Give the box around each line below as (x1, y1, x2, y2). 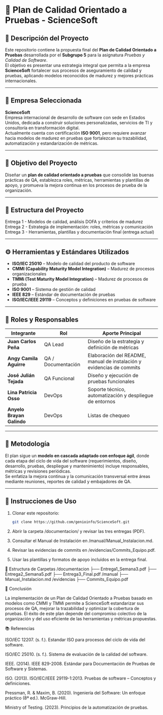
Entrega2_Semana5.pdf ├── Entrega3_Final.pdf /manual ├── (5, 571, 129, 577)
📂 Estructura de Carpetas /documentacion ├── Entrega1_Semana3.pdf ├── (5, 566, 157, 572)
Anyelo (7, 406, 24, 413)
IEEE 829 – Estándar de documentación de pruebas (12, 291, 115, 298)
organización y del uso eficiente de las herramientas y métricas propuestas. (5, 615, 157, 621)
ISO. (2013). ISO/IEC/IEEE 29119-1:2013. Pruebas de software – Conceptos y (5, 675, 156, 681)
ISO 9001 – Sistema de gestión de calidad (12, 287, 96, 292)
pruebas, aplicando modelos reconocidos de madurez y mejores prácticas (5, 73, 154, 78)
